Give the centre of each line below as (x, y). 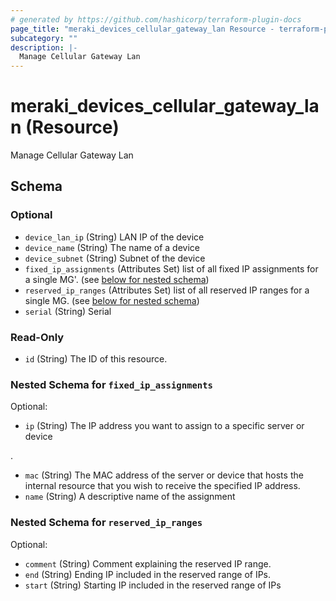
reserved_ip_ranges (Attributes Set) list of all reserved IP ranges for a (167, 290)
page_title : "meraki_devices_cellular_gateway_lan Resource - (142, 29)
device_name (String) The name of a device (112, 247)
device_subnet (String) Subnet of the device (115, 258)
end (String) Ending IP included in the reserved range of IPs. (148, 574)
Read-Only (37, 337)
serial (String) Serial (68, 311)
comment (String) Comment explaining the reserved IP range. (148, 563)
